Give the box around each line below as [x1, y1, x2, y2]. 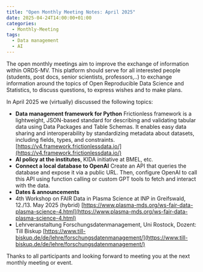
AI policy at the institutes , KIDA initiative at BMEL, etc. [15, 155, 153, 163]
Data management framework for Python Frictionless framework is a [15, 110, 192, 117]
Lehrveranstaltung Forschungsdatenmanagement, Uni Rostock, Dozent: [15, 220, 197, 228]
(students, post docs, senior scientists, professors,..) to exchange [6, 73, 172, 80]
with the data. [15, 182, 50, 189]
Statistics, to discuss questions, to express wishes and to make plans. [6, 86, 183, 93]
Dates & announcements [15, 188, 80, 195]
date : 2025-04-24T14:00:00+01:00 [6, 15, 92, 21]
